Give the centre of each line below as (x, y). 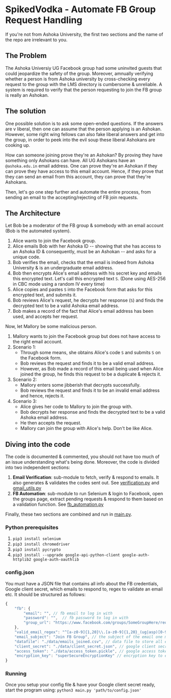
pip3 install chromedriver (41, 544)
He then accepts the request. (51, 423)
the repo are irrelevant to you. (36, 40)
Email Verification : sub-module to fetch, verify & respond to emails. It (86, 477)
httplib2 (22, 560)
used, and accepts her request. (46, 316)
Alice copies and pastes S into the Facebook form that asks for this (82, 289)
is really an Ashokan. (27, 95)
